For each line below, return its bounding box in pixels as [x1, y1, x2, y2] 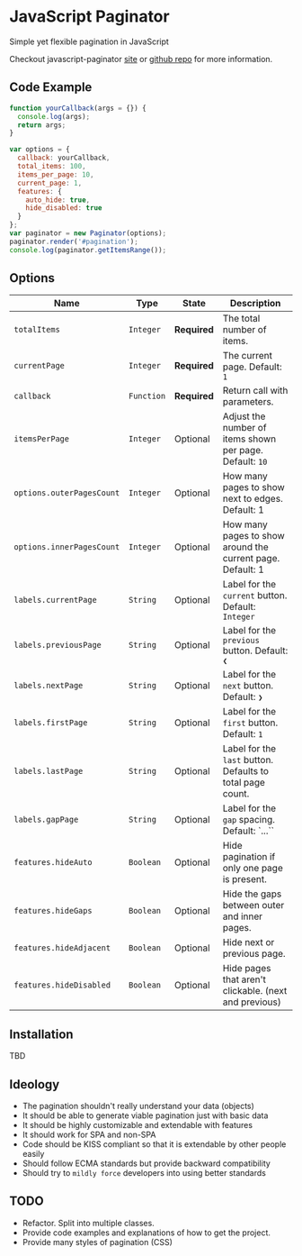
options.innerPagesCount [13, 542, 120, 552]
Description [229, 297, 281, 310]
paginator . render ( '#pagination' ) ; [9, 237, 139, 246]
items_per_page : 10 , [17, 169, 94, 179]
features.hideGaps [13, 906, 93, 916]
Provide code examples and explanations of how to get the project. [22, 1227, 271, 1238]
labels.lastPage [13, 766, 84, 777]
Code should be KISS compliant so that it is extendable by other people [22, 1139, 287, 1150]
